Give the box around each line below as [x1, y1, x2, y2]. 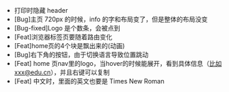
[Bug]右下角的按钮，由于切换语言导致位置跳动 [13, 50, 149, 59]
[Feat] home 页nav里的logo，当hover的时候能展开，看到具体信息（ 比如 [13, 59, 222, 67]
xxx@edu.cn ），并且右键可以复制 [13, 68, 110, 76]
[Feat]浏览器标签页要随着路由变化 [13, 33, 113, 41]
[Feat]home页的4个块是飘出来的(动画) [13, 42, 125, 50]
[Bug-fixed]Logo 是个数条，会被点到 [13, 24, 121, 32]
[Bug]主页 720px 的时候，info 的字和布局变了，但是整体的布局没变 [13, 15, 208, 23]
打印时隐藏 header [13, 6, 69, 14]
